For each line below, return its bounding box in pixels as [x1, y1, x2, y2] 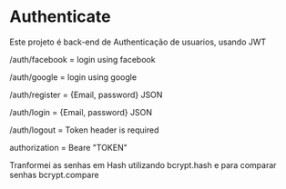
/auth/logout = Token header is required [9, 124, 159, 135]
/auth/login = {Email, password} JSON [9, 106, 153, 117]
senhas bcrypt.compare [9, 169, 99, 180]
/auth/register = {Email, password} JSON [9, 89, 163, 100]
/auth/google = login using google [9, 71, 138, 83]
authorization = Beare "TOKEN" [9, 142, 128, 153]
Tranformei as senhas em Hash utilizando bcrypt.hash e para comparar [9, 159, 277, 170]
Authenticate [9, 6, 111, 27]
